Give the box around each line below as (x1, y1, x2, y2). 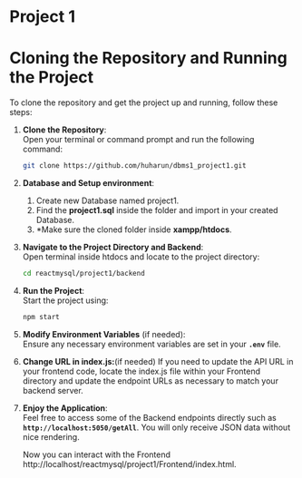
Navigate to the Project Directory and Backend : (22, 242, 204, 252)
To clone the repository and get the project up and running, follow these (9, 97, 278, 108)
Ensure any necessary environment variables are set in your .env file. (22, 338, 281, 349)
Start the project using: (22, 295, 109, 306)
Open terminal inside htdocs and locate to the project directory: (22, 251, 260, 262)
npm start (22, 312, 61, 321)
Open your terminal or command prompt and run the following (22, 134, 255, 145)
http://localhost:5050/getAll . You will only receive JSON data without (22, 422, 291, 433)
